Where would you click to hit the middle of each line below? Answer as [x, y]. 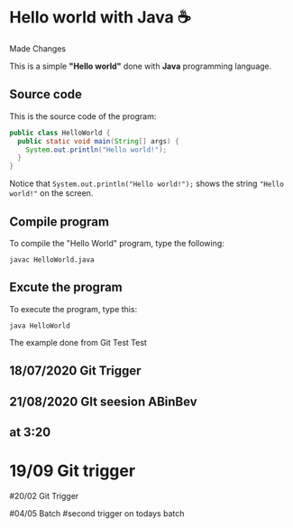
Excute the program [66, 287]
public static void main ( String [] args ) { [98, 141]
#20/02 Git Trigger [44, 496]
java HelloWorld [40, 326]
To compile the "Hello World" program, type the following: [117, 243]
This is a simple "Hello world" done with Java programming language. [141, 66]
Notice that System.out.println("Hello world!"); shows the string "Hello [146, 184]
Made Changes [37, 48]
